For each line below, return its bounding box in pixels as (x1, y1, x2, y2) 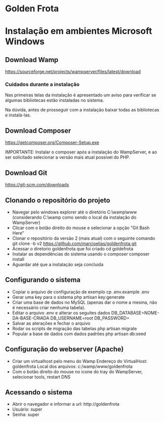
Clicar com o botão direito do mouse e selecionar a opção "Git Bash (12, 225, 150, 231)
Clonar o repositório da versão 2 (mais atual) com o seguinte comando (12, 235, 156, 241)
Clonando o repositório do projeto (5, 196, 110, 205)
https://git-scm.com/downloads (5, 182, 69, 188)
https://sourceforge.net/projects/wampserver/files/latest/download (5, 69, 141, 74)
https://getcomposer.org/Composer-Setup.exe (5, 140, 99, 145)
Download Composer (5, 126, 71, 135)
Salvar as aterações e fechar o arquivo (12, 320, 91, 326)
